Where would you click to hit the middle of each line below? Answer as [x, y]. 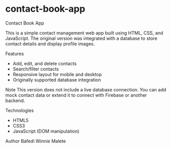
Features [15, 54]
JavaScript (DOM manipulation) [46, 131]
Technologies [20, 110]
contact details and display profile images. [50, 43]
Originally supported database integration [57, 80]
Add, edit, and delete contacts [45, 63]
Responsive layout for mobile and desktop [57, 74]
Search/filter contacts [36, 69]
